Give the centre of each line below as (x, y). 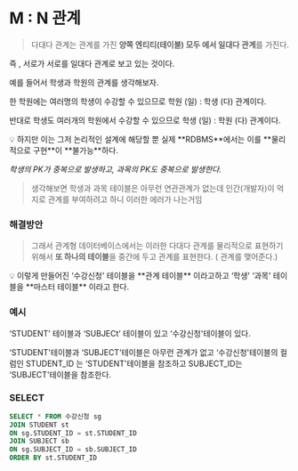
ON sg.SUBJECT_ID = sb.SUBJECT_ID (73, 450)
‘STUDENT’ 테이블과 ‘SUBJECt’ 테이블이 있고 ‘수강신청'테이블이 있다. (130, 333)
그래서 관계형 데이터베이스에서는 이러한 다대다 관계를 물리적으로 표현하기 (157, 246)
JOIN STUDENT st (39, 425)
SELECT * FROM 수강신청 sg (56, 416)
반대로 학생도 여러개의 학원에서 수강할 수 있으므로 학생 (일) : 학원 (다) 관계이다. (145, 120)
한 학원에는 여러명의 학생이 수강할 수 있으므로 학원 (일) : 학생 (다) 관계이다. (138, 101)
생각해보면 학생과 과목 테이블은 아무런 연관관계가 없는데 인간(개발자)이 (153, 188)
